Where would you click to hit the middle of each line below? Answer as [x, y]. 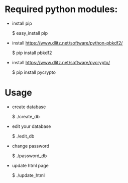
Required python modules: [61, 9]
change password [31, 146]
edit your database [31, 126]
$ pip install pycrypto [34, 72]
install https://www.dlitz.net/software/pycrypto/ [61, 62]
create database [29, 107]
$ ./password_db [29, 156]
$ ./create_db [26, 116]
